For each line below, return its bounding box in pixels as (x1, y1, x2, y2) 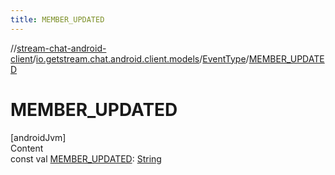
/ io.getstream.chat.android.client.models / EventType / (32, 52, 250, 65)
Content (10, 142, 44, 154)
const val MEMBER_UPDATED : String (10, 152, 162, 165)
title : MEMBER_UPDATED (10, 14, 105, 25)
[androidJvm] (10, 131, 67, 143)
